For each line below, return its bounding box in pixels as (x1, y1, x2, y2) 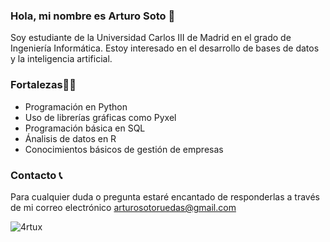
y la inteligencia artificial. (10, 53, 113, 65)
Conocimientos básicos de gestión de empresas (24, 143, 224, 155)
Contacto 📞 (10, 168, 63, 182)
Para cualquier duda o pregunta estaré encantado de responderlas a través (10, 190, 320, 203)
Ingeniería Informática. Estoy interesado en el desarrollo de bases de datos (10, 42, 320, 54)
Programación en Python (24, 100, 128, 113)
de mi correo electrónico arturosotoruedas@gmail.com (10, 201, 237, 213)
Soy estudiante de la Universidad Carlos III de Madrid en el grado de (10, 32, 292, 44)
